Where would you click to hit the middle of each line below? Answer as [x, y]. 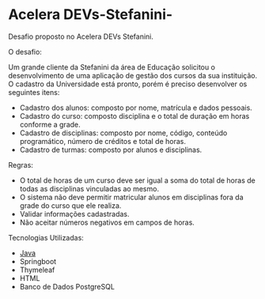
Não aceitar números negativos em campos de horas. [107, 222]
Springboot [38, 261]
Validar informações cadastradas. [74, 214]
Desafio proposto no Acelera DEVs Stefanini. [81, 36]
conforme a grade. [50, 124]
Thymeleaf [37, 270]
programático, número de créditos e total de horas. [102, 141]
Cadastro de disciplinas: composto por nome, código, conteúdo [123, 133]
